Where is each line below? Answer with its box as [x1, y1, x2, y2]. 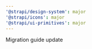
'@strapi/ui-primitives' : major [5, 20, 86, 26]
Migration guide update [5, 36, 63, 44]
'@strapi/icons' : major [5, 14, 65, 20]
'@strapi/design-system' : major [5, 8, 86, 15]
